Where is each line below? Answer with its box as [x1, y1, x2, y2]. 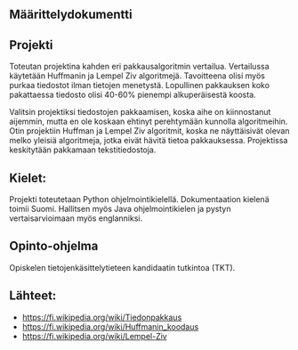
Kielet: [9, 170, 47, 185]
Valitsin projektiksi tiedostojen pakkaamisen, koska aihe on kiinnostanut [9, 107, 271, 118]
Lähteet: [9, 289, 57, 304]
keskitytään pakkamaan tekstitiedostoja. [9, 144, 157, 155]
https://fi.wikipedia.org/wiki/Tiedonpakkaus [21, 312, 182, 322]
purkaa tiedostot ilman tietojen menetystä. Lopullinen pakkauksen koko [9, 80, 270, 91]
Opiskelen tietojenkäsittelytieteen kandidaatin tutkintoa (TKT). [9, 262, 236, 273]
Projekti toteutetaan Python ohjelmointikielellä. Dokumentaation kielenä [9, 194, 270, 205]
